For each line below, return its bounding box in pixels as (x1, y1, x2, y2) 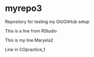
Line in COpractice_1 (5, 46, 45, 52)
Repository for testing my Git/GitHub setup (5, 19, 90, 24)
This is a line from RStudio (5, 28, 57, 34)
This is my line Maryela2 (5, 37, 54, 43)
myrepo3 (5, 3, 42, 14)
